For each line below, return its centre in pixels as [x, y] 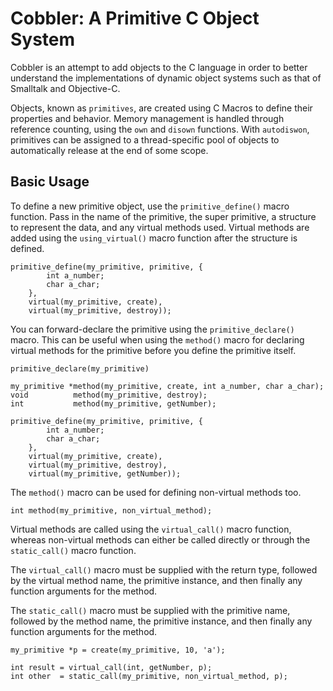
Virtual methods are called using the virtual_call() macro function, [151, 529]
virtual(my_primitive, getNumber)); [105, 473]
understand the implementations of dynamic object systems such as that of [166, 78]
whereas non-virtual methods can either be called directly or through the [160, 539]
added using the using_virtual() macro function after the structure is [154, 238]
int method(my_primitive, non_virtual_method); [111, 510]
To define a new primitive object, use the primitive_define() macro [150, 206]
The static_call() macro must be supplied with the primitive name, [150, 610]
